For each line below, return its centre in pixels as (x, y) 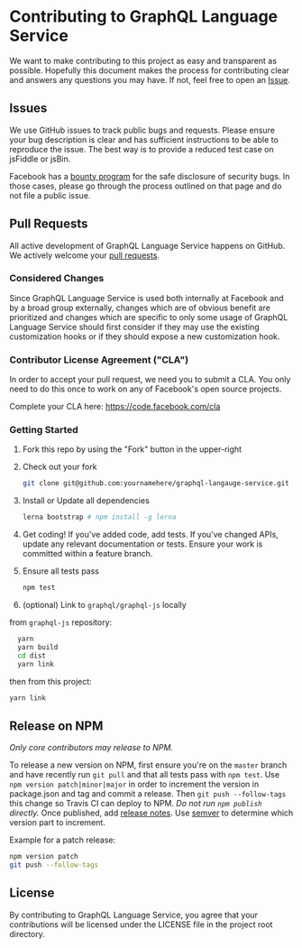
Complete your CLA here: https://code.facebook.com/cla (115, 407)
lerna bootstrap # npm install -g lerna (99, 517)
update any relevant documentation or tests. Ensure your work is (142, 544)
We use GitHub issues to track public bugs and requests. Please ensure (142, 130)
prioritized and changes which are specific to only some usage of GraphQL (149, 317)
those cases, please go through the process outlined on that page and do (146, 186)
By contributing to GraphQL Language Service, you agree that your (134, 915)
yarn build (38, 647)
